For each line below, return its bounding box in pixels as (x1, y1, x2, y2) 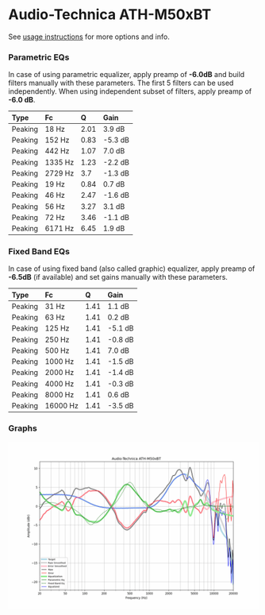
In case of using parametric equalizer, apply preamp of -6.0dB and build (8, 70, 245, 79)
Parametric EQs (8, 52, 70, 63)
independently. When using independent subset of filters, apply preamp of (8, 87, 252, 96)
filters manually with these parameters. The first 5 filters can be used (8, 78, 234, 88)
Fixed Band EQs (8, 246, 70, 257)
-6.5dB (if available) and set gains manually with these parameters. (8, 273, 229, 282)
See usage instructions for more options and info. (8, 32, 171, 41)
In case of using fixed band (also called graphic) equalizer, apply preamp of (8, 264, 255, 273)
